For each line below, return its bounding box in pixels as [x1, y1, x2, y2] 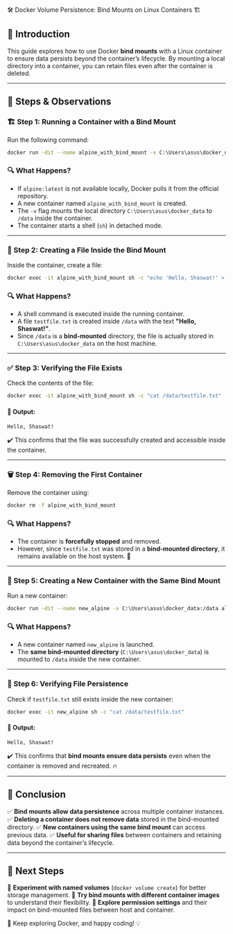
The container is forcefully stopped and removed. [17, 537, 162, 545]
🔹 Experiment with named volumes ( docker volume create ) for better [7, 883, 207, 892]
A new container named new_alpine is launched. [17, 640, 155, 649]
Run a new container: [7, 592, 68, 600]
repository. [17, 191, 49, 200]
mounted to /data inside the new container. [17, 655, 141, 663]
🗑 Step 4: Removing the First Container [7, 470, 143, 480]
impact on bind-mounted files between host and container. [7, 905, 175, 914]
